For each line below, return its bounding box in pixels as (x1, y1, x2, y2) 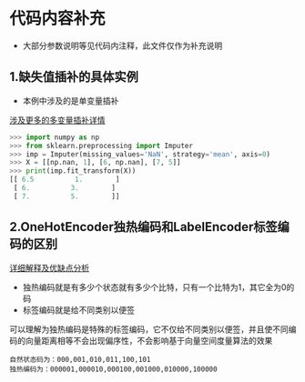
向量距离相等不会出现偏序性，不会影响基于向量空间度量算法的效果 (25, 335, 273, 346)
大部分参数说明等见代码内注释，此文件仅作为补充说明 (22, 40, 223, 51)
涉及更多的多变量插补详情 (9, 115, 106, 126)
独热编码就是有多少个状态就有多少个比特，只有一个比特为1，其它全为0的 (22, 281, 295, 292)
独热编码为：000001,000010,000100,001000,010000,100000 (9, 365, 218, 374)
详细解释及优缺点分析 (9, 262, 89, 273)
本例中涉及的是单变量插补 (22, 95, 119, 106)
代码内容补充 (9, 8, 107, 29)
